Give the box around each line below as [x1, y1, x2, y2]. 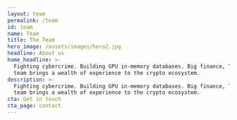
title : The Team [7, 37, 55, 44]
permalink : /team [7, 17, 59, 24]
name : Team [7, 30, 39, 37]
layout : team [7, 10, 46, 18]
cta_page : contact [7, 102, 61, 109]
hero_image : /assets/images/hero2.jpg [7, 43, 121, 50]
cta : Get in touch [7, 96, 61, 103]
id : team [7, 23, 33, 30]
